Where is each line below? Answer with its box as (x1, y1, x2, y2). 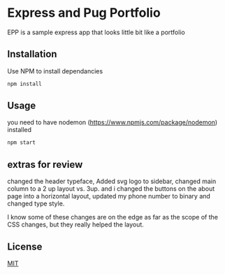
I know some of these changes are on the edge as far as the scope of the (7, 213, 219, 222)
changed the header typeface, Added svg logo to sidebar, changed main (7, 177, 217, 186)
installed (7, 126, 32, 134)
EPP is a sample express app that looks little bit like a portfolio (7, 28, 185, 36)
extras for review (7, 159, 83, 171)
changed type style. (7, 199, 65, 208)
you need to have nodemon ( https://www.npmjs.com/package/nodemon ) (7, 118, 218, 127)
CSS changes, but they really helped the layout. (7, 220, 145, 229)
